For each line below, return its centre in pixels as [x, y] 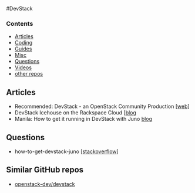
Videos [23, 67]
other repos [28, 74]
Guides [23, 49]
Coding [23, 43]
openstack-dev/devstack [45, 184]
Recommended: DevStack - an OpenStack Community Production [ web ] [102, 106]
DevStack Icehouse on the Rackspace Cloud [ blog [75, 113]
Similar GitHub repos [45, 170]
